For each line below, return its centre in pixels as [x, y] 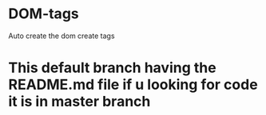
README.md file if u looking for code [133, 85]
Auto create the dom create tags [62, 36]
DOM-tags [44, 14]
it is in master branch [79, 102]
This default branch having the [113, 68]
